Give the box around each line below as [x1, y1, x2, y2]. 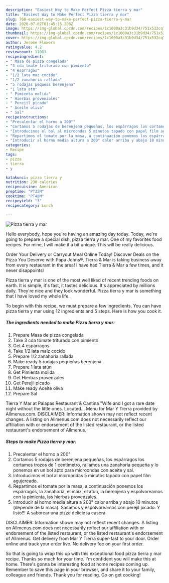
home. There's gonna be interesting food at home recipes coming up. [6, 561, 149, 567]
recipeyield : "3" [6, 198, 42, 203]
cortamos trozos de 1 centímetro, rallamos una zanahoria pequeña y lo [13, 462, 158, 468]
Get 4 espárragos [13, 343, 50, 349]
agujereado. [13, 478, 38, 484]
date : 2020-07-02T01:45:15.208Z [6, 21, 73, 27]
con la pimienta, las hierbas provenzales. [13, 494, 98, 500]
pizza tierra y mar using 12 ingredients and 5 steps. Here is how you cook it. [6, 308, 162, 314]
